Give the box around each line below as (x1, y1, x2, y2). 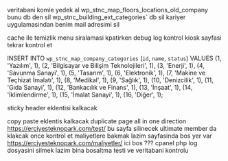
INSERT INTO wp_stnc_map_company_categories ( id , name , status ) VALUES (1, (7, 54, 222, 62)
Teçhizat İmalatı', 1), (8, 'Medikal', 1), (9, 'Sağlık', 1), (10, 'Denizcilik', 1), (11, (7, 76, 214, 84)
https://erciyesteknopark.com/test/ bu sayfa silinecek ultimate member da (7, 125, 217, 132)
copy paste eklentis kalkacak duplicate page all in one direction (7, 117, 187, 125)
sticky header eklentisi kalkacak (7, 104, 98, 112)
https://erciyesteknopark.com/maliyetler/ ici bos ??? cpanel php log (7, 139, 198, 147)
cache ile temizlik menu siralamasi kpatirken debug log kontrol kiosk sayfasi (7, 34, 222, 42)
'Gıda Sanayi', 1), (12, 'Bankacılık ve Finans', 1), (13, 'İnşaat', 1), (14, (7, 84, 193, 91)
